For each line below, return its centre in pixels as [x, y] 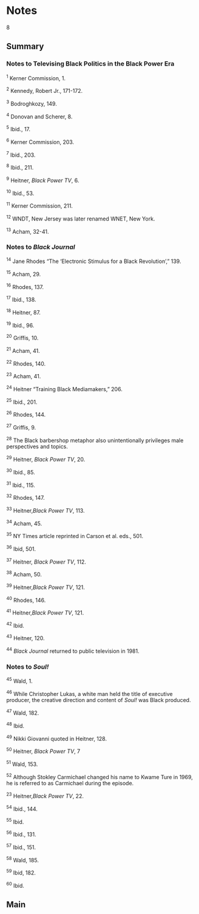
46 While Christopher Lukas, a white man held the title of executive [89, 693]
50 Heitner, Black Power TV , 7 [43, 751]
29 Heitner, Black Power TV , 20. [46, 459]
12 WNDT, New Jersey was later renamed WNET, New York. [81, 218]
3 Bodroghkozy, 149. [32, 103]
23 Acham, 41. [24, 376]
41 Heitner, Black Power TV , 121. [45, 612]
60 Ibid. [15, 885]
